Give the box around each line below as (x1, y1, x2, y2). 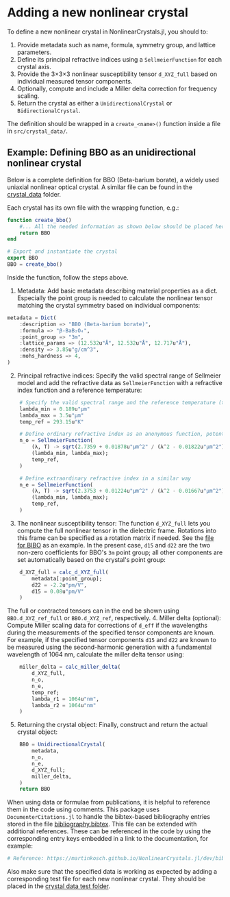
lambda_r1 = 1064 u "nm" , (31, 696, 99, 702)
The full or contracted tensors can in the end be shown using (7, 606, 179, 615)
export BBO (7, 255, 38, 262)
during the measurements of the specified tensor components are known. (7, 628, 216, 637)
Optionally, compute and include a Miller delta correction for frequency (16, 84, 218, 93)
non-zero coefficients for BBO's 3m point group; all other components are (16, 548, 223, 556)
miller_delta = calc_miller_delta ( (19, 663, 121, 671)
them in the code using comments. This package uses (7, 805, 159, 813)
